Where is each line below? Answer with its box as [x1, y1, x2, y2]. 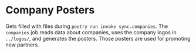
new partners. [5, 41, 39, 48]
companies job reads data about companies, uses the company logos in [5, 28, 177, 35]
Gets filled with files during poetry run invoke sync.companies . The [5, 23, 168, 30]
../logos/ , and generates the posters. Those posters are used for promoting [5, 35, 191, 42]
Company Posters [5, 3, 95, 17]
